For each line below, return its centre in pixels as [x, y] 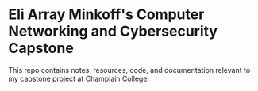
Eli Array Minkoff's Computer [106, 15]
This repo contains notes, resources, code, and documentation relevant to [129, 70]
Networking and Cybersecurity [113, 31]
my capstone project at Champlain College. [79, 78]
